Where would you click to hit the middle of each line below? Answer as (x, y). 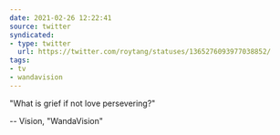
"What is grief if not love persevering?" (83, 103)
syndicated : (32, 35)
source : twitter (40, 26)
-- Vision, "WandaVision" (56, 120)
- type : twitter (40, 43)
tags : (20, 60)
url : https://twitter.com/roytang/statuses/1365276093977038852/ (145, 52)
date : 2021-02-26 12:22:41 (61, 18)
